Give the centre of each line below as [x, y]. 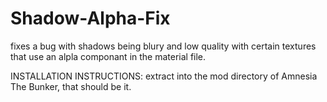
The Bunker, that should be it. [71, 86]
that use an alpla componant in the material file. [108, 56]
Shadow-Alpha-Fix [90, 18]
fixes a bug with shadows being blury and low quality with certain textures [163, 46]
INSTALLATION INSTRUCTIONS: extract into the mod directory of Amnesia [164, 76]
